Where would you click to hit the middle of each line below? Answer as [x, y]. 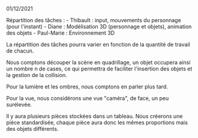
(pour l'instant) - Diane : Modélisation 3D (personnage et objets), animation [99, 27]
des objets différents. [32, 129]
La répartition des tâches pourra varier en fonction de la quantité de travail [98, 45]
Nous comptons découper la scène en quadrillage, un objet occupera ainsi [98, 62]
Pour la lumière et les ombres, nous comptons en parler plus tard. [87, 87]
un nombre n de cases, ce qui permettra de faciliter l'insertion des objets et [99, 69]
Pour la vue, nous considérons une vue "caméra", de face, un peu [88, 98]
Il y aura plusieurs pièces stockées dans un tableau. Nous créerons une [94, 116]
